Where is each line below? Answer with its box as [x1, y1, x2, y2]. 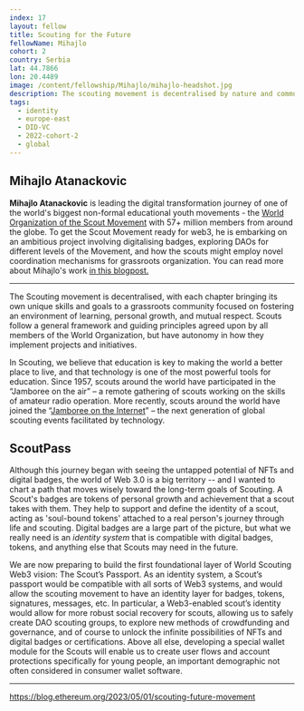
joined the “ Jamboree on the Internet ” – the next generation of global [9, 404, 265, 415]
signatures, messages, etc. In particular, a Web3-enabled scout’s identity [9, 598, 281, 609]
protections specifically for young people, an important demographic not [9, 656, 280, 667]
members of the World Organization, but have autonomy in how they [9, 329, 264, 340]
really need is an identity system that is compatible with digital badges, [9, 532, 274, 543]
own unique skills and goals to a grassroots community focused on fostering [9, 300, 294, 311]
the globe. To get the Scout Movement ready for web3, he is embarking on [9, 226, 288, 237]
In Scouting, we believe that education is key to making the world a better [9, 356, 283, 367]
